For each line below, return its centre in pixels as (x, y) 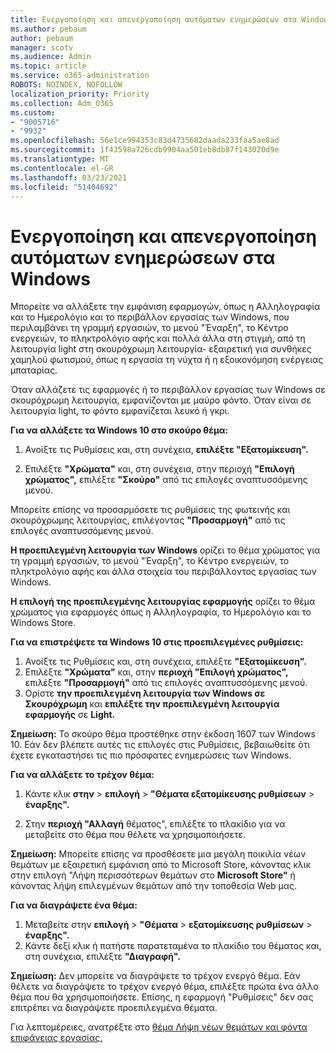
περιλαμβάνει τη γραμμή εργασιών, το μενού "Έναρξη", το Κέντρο (149, 328)
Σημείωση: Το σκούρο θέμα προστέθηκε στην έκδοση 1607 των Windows (163, 734)
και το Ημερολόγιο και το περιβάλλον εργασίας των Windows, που (150, 317)
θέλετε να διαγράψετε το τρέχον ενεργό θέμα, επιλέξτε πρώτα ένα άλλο (164, 987)
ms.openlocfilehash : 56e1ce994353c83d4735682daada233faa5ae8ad (145, 141)
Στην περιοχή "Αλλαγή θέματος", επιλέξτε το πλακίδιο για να (155, 824)
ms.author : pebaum (48, 29)
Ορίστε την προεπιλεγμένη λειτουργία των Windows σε (145, 693)
